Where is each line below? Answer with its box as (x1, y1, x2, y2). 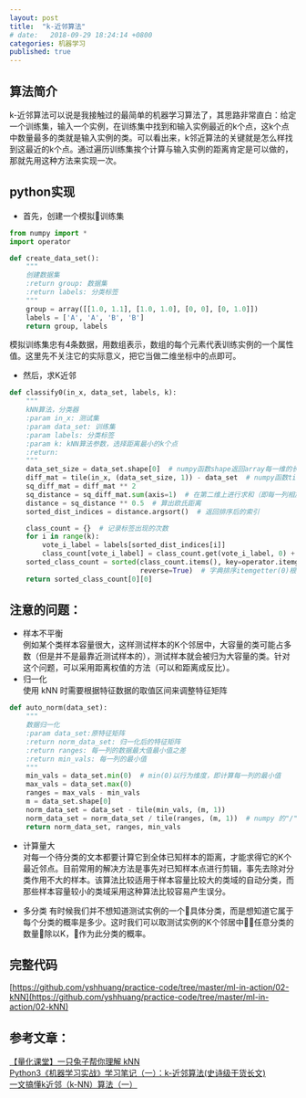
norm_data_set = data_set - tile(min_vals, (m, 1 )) (25, 805, 226, 814)
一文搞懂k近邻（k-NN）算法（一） (9, 1079, 138, 1090)
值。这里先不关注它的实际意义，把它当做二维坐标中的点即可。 (9, 351, 241, 362)
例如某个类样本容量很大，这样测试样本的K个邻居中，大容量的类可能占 (22, 639, 284, 650)
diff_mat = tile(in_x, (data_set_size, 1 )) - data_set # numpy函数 (25, 473, 289, 482)
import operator (9, 237, 71, 247)
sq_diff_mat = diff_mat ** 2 (25, 481, 137, 491)
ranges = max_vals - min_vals (25, 788, 141, 797)
